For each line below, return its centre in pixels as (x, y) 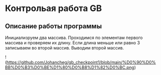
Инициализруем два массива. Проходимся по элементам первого (74, 37)
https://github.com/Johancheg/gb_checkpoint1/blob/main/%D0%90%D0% (81, 62)
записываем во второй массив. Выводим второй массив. (65, 48)
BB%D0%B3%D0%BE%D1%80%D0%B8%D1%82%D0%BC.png (70, 67)
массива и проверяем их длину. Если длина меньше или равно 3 (73, 43)
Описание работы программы (53, 26)
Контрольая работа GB (54, 8)
